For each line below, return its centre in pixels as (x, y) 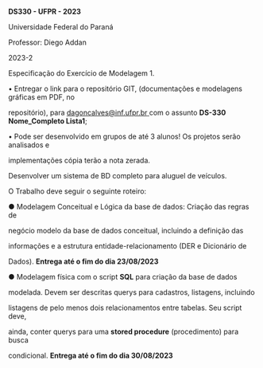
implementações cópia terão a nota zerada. (79, 160)
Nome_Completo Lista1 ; (48, 121)
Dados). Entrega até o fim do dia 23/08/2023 (83, 261)
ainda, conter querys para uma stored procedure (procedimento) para (124, 331)
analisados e (29, 145)
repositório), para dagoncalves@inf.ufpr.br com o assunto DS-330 (117, 112)
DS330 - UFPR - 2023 (44, 12)
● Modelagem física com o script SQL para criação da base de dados (123, 277)
